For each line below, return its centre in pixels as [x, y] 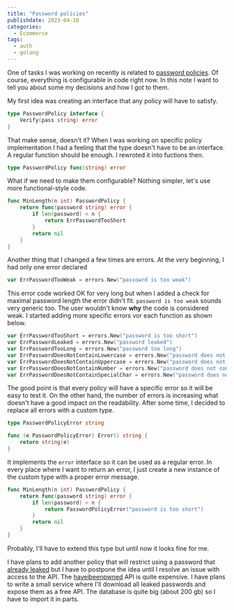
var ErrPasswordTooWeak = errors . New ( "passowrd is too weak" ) [99, 280]
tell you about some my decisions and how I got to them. [88, 87]
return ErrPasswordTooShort [85, 221]
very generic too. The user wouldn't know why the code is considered [108, 308]
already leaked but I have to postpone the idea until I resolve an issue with [114, 569]
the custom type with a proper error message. [73, 477]
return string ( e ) [45, 442]
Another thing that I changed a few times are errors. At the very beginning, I [116, 260]
